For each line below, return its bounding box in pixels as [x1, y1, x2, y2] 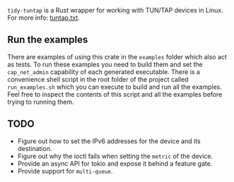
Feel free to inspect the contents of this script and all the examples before [7, 90, 223, 98]
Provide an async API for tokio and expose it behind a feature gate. [17, 159, 213, 168]
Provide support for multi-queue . [17, 166, 113, 175]
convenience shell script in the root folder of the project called [7, 75, 189, 83]
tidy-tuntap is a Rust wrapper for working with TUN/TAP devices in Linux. [7, 6, 224, 14]
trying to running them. [7, 97, 74, 106]
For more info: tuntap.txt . [7, 13, 80, 22]
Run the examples [7, 34, 88, 46]
